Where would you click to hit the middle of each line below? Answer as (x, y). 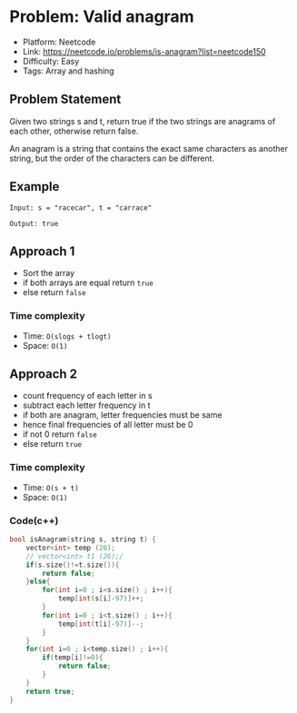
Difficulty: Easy (51, 61)
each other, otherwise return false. (74, 131)
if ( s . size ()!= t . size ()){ (73, 565)
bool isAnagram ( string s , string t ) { (83, 540)
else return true (52, 444)
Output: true (34, 223)
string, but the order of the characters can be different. (112, 158)
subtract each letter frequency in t (86, 405)
